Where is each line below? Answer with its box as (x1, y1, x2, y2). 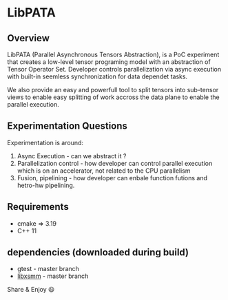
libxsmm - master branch (17, 272, 89, 280)
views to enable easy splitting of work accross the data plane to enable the (7, 93, 220, 101)
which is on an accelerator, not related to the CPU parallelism (17, 167, 191, 175)
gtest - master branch (17, 265, 79, 273)
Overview (7, 32, 50, 44)
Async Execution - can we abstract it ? (17, 151, 127, 160)
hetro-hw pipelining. (17, 181, 75, 189)
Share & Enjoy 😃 (7, 286, 55, 294)
